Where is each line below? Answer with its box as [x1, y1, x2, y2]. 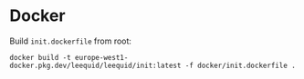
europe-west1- [74, 53, 129, 62]
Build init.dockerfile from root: [9, 35, 132, 46]
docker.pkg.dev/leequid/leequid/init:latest [9, 61, 182, 70]
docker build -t [9, 53, 71, 62]
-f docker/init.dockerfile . [184, 61, 297, 70]
